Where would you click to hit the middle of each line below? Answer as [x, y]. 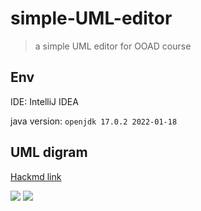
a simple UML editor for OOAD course [113, 46]
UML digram [49, 152]
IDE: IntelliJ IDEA [44, 101]
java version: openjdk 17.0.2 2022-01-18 [94, 121]
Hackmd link [36, 176]
